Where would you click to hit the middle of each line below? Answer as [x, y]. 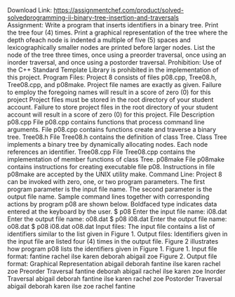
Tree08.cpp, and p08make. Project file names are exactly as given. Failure [115, 85]
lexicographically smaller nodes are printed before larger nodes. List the [111, 47]
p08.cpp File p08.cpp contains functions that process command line [106, 122]
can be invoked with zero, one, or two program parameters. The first [106, 181]
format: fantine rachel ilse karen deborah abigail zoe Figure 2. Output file [112, 256]
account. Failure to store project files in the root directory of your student [113, 107]
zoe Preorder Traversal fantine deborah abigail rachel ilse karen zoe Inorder [116, 271]
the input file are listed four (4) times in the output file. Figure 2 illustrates [113, 241]
